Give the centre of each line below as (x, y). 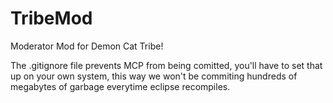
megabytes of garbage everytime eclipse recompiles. (120, 86)
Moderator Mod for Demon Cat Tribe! (87, 46)
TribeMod (51, 18)
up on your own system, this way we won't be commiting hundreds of (154, 76)
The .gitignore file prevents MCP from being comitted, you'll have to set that (166, 65)
